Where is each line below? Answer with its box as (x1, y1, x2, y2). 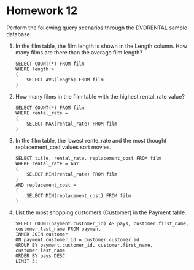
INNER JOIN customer (15, 231, 68, 238)
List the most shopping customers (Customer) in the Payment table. (15, 209, 187, 216)
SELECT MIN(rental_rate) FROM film (26, 171, 118, 178)
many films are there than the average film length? (15, 48, 143, 56)
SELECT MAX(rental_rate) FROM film (26, 121, 118, 127)
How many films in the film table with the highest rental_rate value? (15, 92, 185, 100)
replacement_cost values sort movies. (15, 143, 112, 151)
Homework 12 (6, 4, 78, 18)
